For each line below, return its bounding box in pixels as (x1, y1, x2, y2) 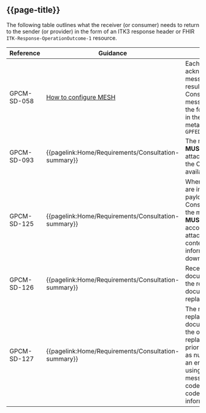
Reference (9, 48, 40, 57)
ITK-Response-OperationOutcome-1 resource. (6, 34, 118, 42)
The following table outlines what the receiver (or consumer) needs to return (6, 21, 200, 28)
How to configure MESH (45, 93, 116, 101)
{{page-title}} (6, 5, 61, 15)
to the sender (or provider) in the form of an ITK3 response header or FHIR (6, 28, 195, 35)
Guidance (98, 48, 128, 57)
